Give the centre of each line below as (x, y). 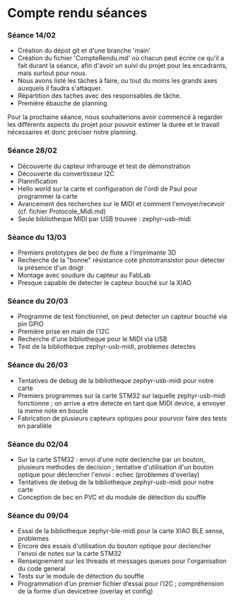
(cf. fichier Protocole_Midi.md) (62, 211)
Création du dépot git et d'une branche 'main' (84, 50)
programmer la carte (47, 196)
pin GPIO (30, 324)
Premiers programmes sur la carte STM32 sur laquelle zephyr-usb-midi (122, 396)
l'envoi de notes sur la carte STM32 (69, 554)
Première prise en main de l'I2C (63, 332)
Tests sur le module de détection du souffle (81, 576)
